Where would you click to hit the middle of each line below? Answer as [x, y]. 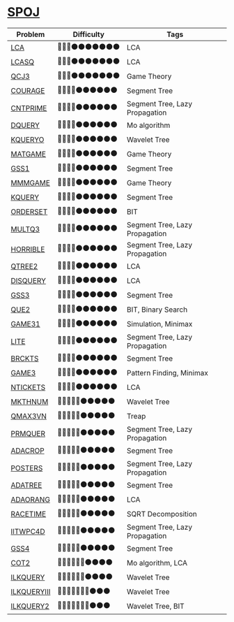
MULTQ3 [25, 229]
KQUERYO [28, 140]
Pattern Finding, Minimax [167, 373]
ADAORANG [31, 500]
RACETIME [29, 514]
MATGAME [29, 154]
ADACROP [28, 451]
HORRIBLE [28, 249]
